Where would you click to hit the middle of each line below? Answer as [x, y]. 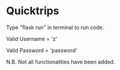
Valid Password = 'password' [42, 50]
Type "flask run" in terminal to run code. [55, 27]
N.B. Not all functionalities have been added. [61, 62]
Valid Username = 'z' [32, 39]
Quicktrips [33, 11]
